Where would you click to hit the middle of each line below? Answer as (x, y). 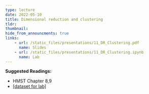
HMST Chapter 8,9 (32, 81)
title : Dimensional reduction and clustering (54, 19)
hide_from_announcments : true (37, 33)
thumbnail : (17, 29)
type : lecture (20, 10)
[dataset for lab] (29, 86)
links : (12, 38)
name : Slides (32, 48)
